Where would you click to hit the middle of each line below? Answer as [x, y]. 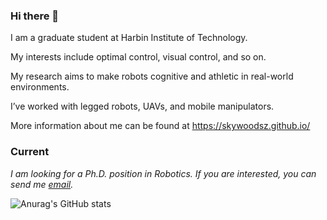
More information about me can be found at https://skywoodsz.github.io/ [160, 126]
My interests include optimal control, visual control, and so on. [138, 57]
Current [30, 152]
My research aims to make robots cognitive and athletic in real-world [152, 76]
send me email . [42, 184]
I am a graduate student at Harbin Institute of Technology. [129, 38]
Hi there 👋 [35, 16]
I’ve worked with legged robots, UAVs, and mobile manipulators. [142, 106]
